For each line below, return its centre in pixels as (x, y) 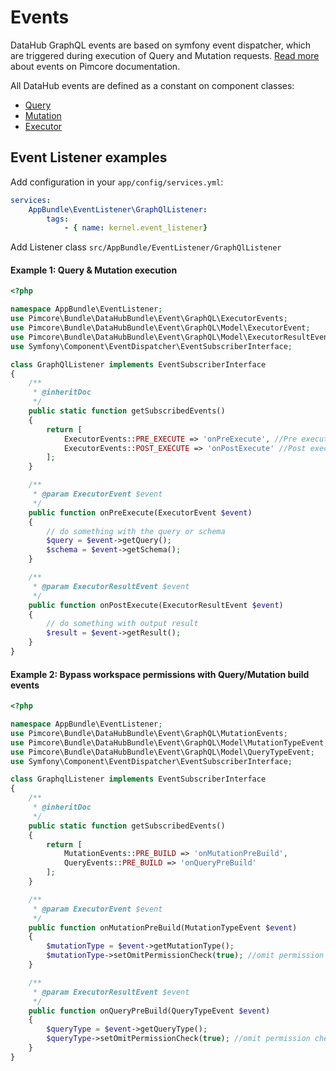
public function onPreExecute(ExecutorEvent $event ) (140, 512)
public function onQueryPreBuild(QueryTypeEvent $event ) (149, 1011)
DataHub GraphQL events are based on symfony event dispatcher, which (161, 45)
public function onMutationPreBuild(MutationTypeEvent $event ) (163, 927)
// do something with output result (122, 624)
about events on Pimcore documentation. (95, 66)
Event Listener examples (89, 157)
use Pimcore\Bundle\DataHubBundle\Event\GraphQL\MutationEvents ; (149, 733)
